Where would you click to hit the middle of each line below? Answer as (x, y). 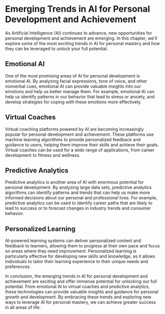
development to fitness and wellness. (43, 155)
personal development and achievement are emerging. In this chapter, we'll (81, 38)
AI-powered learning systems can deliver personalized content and (73, 241)
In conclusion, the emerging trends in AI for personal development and (77, 276)
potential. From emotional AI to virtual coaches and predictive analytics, (78, 287)
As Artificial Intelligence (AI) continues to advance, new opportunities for (79, 33)
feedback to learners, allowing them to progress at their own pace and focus (82, 246)
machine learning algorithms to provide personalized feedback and (73, 139)
